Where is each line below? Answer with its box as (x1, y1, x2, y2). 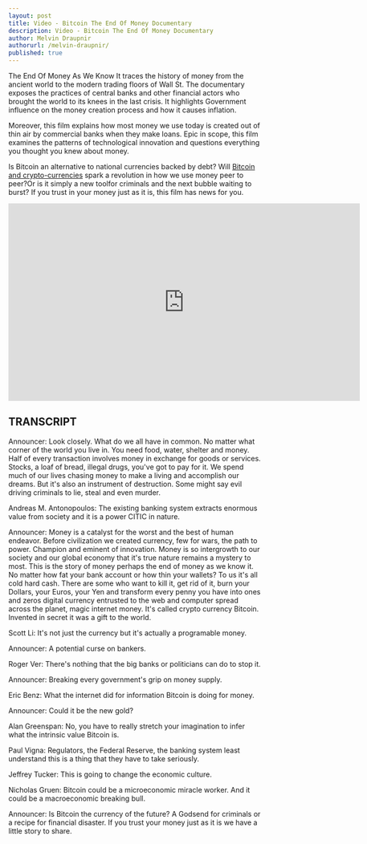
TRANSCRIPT (8, 415, 78, 429)
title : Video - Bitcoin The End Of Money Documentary (8, 19, 193, 27)
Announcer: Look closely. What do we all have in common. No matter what (8, 436, 255, 446)
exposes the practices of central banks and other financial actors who (8, 88, 240, 97)
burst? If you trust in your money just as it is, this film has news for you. (8, 188, 244, 197)
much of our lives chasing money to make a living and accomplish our (8, 470, 239, 480)
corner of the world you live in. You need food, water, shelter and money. (8, 444, 250, 454)
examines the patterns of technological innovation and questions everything (8, 138, 260, 147)
